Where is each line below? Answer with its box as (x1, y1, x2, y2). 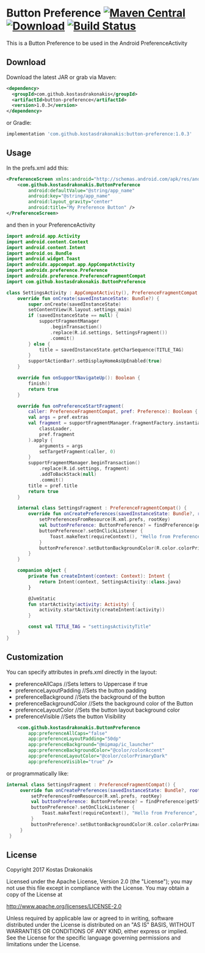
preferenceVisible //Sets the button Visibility (15, 712, 126, 720)
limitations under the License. (6, 941, 81, 948)
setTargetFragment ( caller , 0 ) (38, 448, 116, 454)
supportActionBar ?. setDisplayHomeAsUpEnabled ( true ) (28, 358, 163, 364)
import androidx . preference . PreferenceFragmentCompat (6, 273, 146, 279)
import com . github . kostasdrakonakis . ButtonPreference (6, 279, 146, 285)
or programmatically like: (6, 769, 69, 777)
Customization (6, 652, 64, 663)
